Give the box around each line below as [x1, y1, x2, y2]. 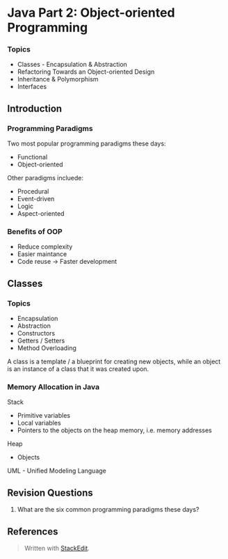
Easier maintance [17, 250, 67, 258]
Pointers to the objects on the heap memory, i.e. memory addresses [17, 426, 212, 434]
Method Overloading [17, 344, 76, 352]
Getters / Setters [17, 336, 65, 345]
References [7, 526, 58, 537]
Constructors [17, 329, 56, 338]
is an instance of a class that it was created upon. [7, 365, 149, 373]
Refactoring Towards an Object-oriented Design [17, 68, 155, 76]
